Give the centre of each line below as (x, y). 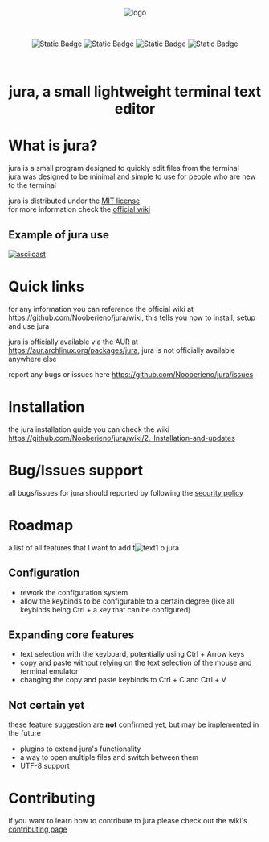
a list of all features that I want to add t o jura (94, 547)
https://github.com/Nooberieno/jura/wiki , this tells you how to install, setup (132, 317)
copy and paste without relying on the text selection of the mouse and (136, 663)
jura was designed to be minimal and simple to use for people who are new (132, 176)
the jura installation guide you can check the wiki (89, 429)
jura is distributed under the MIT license (74, 201)
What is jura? (53, 146)
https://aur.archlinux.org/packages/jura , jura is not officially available (122, 350)
